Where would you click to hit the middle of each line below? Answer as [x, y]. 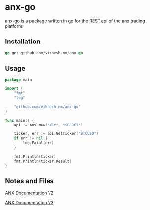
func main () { [20, 120]
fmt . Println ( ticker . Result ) [43, 161]
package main [19, 80]
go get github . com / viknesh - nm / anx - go [44, 53]
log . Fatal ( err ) [39, 143]
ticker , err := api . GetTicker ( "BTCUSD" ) [56, 134]
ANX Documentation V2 [29, 193]
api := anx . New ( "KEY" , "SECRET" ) [49, 125]
